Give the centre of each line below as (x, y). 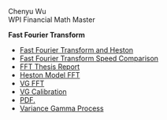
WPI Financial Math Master (52, 20)
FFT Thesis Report (50, 67)
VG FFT (32, 83)
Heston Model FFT (50, 75)
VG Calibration (43, 92)
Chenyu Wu (27, 11)
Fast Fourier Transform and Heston (76, 50)
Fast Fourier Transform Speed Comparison (89, 58)
